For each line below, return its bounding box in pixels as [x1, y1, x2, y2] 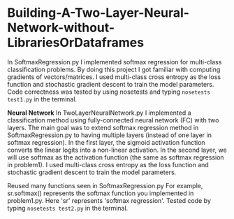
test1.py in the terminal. [7, 94, 78, 103]
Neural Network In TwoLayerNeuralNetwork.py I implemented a [7, 108, 191, 117]
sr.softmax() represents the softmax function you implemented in [7, 189, 194, 197]
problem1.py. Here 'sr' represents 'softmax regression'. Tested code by [7, 196, 212, 204]
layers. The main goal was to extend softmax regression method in [7, 123, 199, 132]
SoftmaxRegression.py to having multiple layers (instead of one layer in [7, 131, 212, 139]
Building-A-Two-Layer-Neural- [7, 5, 190, 21]
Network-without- [7, 20, 115, 36]
